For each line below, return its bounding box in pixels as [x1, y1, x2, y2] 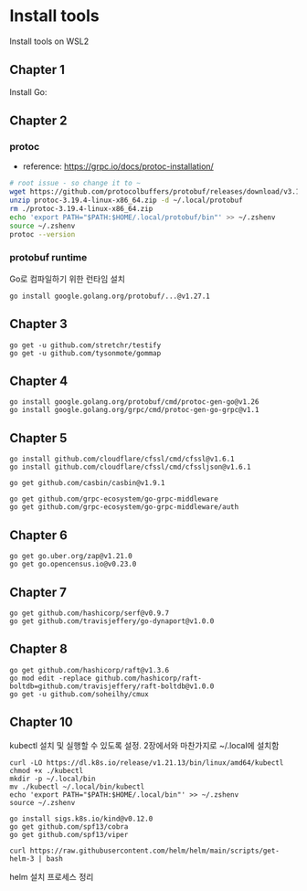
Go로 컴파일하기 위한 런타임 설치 [9, 273, 126, 284]
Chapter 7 [9, 584, 67, 599]
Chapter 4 [9, 374, 69, 389]
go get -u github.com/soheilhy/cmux [9, 689, 149, 699]
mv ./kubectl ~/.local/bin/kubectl [9, 782, 145, 791]
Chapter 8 [9, 642, 69, 657]
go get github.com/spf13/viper [9, 830, 129, 839]
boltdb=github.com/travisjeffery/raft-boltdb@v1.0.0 [9, 682, 215, 691]
